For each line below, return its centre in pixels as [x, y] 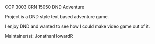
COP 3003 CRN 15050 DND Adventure [45, 7]
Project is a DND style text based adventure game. [57, 17]
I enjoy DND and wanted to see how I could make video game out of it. [78, 26]
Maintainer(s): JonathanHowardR [39, 36]
